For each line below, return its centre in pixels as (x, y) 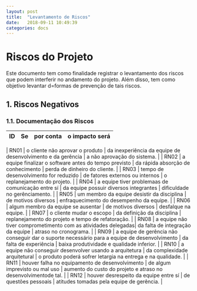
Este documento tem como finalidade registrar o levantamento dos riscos (95, 73)
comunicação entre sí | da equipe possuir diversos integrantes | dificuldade (98, 188)
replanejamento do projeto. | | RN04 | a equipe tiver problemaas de (87, 181)
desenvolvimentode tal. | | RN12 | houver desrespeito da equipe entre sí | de (98, 275)
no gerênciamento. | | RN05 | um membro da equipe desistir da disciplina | (96, 194)
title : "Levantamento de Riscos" (49, 17)
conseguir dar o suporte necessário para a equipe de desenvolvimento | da (97, 238)
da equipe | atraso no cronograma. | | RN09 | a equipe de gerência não (92, 231)
